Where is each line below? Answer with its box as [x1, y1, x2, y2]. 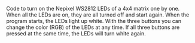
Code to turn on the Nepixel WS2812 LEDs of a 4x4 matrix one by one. [6, 5, 180, 12]
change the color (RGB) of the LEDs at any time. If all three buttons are [6, 24, 180, 31]
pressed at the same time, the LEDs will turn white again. [6, 30, 147, 37]
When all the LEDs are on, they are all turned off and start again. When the [6, 11, 190, 18]
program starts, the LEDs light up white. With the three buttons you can [6, 18, 181, 24]
